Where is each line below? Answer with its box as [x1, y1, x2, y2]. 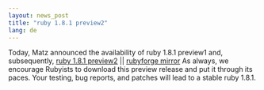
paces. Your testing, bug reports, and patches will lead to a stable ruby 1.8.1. [8, 73, 256, 83]
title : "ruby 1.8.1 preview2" [8, 19, 109, 27]
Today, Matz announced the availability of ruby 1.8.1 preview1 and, [8, 48, 224, 58]
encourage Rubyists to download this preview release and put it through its [8, 65, 253, 74]
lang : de [8, 26, 37, 34]
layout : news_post [8, 11, 69, 20]
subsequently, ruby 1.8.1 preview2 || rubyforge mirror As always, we [8, 56, 229, 66]
